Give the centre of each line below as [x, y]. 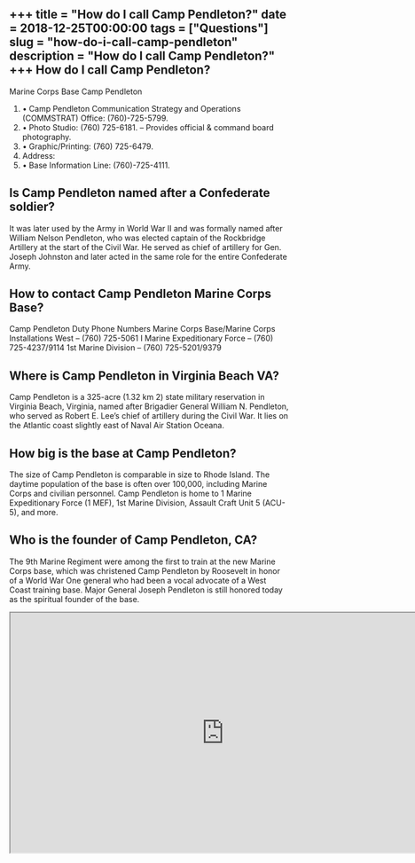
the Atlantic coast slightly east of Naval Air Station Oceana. [117, 426]
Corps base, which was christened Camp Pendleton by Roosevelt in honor [145, 570]
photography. [47, 137]
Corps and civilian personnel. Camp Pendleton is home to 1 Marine [131, 494]
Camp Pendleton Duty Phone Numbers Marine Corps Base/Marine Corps [142, 329]
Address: [39, 155]
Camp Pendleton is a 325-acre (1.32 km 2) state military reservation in [137, 397]
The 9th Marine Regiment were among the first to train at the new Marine [143, 561]
